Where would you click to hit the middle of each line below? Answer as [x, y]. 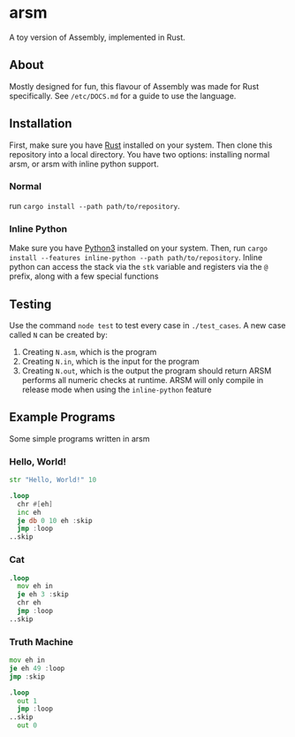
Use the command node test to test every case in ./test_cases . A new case [147, 325]
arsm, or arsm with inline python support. [84, 164]
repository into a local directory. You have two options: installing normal [140, 154]
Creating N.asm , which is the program [89, 351]
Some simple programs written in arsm [79, 438]
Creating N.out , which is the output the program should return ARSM [147, 371]
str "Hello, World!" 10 [53, 480]
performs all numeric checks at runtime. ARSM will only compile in [143, 380]
